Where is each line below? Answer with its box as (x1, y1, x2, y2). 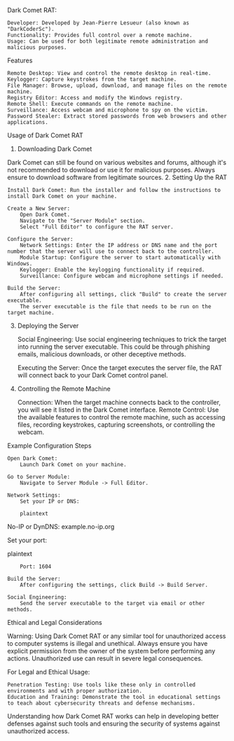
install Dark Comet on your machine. (7, 193, 118, 200)
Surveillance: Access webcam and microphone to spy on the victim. (7, 106, 209, 113)
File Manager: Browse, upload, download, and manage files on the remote (7, 82, 228, 89)
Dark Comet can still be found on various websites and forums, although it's (7, 158, 226, 167)
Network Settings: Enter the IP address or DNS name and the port (20, 242, 218, 249)
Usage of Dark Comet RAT (7, 131, 84, 139)
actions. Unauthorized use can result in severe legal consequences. (7, 654, 203, 663)
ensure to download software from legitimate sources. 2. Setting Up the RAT (7, 173, 228, 181)
